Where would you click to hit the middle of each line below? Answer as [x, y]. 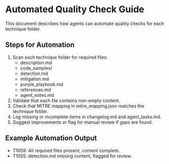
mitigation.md [35, 79]
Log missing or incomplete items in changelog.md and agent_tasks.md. [87, 117]
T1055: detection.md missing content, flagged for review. [72, 156]
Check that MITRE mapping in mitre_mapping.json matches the [78, 106]
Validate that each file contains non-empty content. [66, 100]
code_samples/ [36, 68]
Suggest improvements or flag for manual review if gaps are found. [83, 122]
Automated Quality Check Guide [75, 9]
